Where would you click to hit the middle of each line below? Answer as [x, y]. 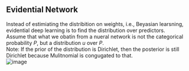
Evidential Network [42, 10]
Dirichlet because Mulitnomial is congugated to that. [69, 55]
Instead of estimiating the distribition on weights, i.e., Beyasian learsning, [95, 24]
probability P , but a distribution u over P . [55, 43]
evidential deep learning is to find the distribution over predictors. [86, 30]
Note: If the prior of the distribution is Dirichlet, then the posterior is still [93, 49]
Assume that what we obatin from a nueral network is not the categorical [95, 36]
